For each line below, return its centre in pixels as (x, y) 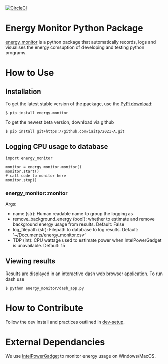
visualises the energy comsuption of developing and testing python (75, 47)
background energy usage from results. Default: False (68, 224)
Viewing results (30, 261)
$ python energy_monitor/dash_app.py (45, 288)
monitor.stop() (21, 180)
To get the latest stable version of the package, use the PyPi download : (79, 104)
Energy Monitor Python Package (74, 28)
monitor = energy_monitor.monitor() (44, 167)
